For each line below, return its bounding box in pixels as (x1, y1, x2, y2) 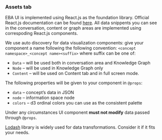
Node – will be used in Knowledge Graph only (12, 65, 103, 71)
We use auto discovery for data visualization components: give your (5, 40, 144, 46)
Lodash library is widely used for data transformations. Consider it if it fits (5, 124, 155, 130)
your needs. (5, 130, 30, 136)
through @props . (5, 115, 37, 121)
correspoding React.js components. (5, 31, 78, 36)
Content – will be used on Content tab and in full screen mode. (12, 70, 140, 76)
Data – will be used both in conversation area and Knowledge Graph (12, 60, 151, 66)
